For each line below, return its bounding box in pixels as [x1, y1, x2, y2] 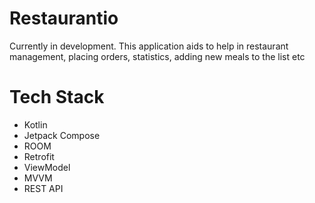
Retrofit [23, 150, 55, 162]
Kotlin [23, 118, 48, 131]
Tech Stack [9, 86, 105, 109]
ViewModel [23, 161, 71, 173]
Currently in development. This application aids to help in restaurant [9, 40, 289, 52]
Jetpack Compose [23, 129, 101, 141]
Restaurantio [9, 7, 119, 30]
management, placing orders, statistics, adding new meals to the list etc [9, 50, 306, 62]
